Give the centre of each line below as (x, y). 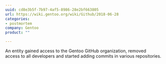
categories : (17, 19)
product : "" (17, 32)
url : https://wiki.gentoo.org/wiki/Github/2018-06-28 (62, 14)
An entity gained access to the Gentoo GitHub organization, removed (76, 51)
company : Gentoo (22, 28)
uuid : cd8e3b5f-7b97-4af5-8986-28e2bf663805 (52, 10)
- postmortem (19, 23)
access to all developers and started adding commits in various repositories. (83, 56)
